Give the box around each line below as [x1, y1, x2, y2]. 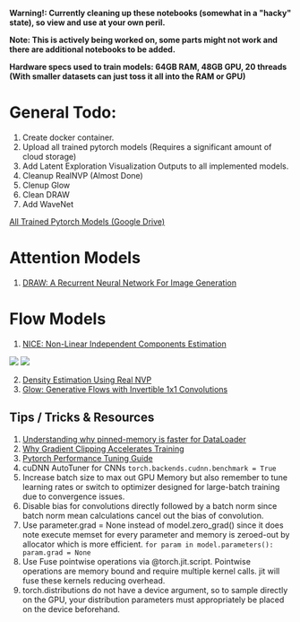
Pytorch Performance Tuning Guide [21, 452, 154, 463]
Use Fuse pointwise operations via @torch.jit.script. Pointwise [21, 556, 251, 566]
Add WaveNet [21, 198, 74, 209]
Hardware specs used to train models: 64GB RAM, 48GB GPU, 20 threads [9, 62, 287, 72]
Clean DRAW [21, 188, 70, 200]
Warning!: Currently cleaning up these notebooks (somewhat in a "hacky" [9, 8, 292, 18]
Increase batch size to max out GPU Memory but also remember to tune [21, 471, 288, 483]
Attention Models [9, 248, 141, 268]
